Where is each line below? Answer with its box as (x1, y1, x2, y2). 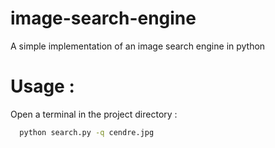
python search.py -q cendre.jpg (19, 127, 155, 137)
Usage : (10, 75, 75, 98)
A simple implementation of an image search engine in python (10, 40, 266, 52)
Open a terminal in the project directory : (10, 108, 178, 120)
